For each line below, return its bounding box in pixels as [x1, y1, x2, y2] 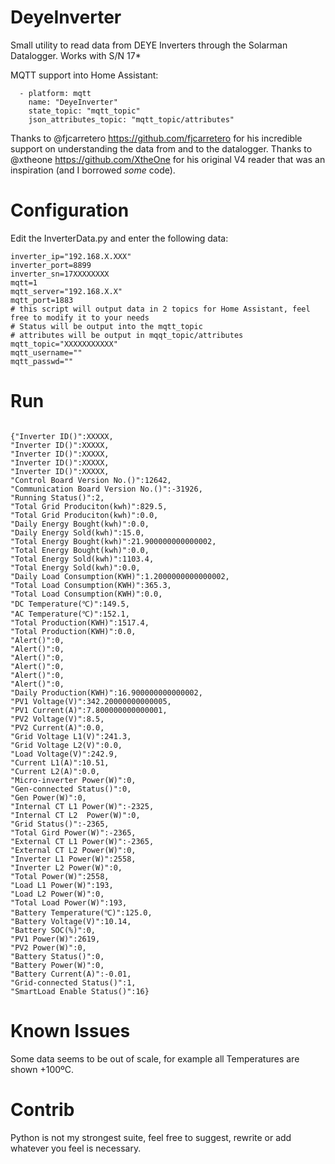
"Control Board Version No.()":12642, [10, 475, 172, 485]
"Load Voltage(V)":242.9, [10, 749, 118, 759]
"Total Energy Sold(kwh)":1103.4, [10, 554, 155, 564]
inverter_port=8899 [10, 260, 92, 270]
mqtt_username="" [10, 347, 83, 358]
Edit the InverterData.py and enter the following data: [10, 232, 229, 244]
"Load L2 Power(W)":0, [10, 889, 105, 899]
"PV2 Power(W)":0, [10, 942, 87, 953]
